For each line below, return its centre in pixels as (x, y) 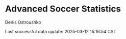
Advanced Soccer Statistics (63, 9)
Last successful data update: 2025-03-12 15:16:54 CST (61, 31)
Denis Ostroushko (23, 22)
